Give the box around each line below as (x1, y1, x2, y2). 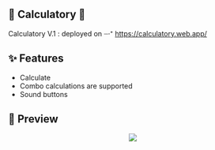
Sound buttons (19, 89, 69, 99)
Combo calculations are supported (19, 81, 133, 91)
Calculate (19, 73, 51, 82)
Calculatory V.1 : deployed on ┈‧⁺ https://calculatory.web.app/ (8, 28, 208, 38)
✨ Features (8, 52, 64, 66)
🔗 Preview (8, 112, 58, 126)
